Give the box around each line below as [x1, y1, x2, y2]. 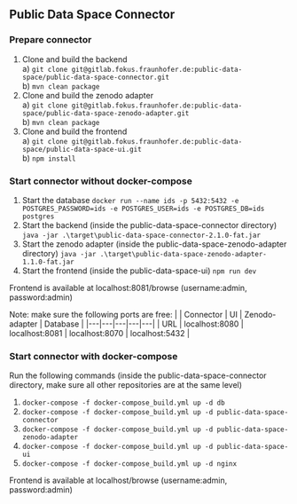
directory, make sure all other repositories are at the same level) [9, 380, 242, 390]
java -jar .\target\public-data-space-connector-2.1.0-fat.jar [21, 231, 262, 240]
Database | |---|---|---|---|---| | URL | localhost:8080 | [43, 319, 244, 329]
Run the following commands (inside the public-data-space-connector [9, 370, 268, 381]
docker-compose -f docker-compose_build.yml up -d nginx [21, 460, 238, 469]
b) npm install [21, 153, 77, 163]
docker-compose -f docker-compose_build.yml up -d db [21, 398, 225, 407]
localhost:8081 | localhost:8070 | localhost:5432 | [9, 327, 191, 338]
